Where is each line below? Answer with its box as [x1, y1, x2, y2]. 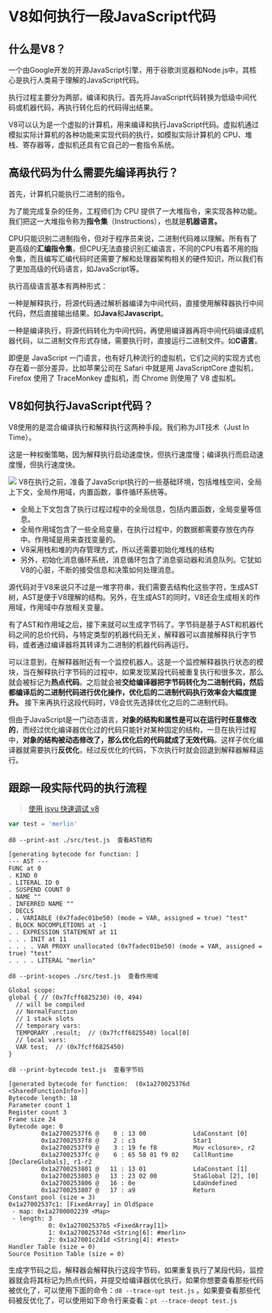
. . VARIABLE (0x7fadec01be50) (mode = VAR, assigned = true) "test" [8, 914, 249, 923]
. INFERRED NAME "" [8, 900, 74, 908]
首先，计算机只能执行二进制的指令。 [8, 189, 130, 198]
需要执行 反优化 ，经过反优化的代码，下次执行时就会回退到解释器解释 [29, 745, 257, 754]
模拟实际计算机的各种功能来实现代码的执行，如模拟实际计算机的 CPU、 [8, 130, 245, 139]
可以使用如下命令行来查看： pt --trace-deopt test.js [57, 1296, 237, 1306]
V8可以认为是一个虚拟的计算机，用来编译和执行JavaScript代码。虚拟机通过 [8, 120, 259, 130]
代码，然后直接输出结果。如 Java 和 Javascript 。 [8, 308, 168, 318]
